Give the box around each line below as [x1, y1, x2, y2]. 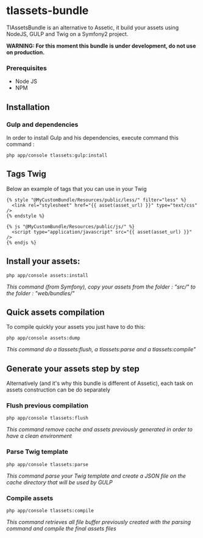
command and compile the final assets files [6, 525, 117, 533]
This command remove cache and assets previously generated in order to [6, 426, 193, 433]
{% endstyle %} [6, 213, 45, 219]
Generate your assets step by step [6, 364, 140, 374]
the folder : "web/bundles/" [6, 289, 75, 296]
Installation [6, 102, 50, 112]
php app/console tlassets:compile [6, 508, 94, 514]
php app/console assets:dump [6, 335, 80, 342]
